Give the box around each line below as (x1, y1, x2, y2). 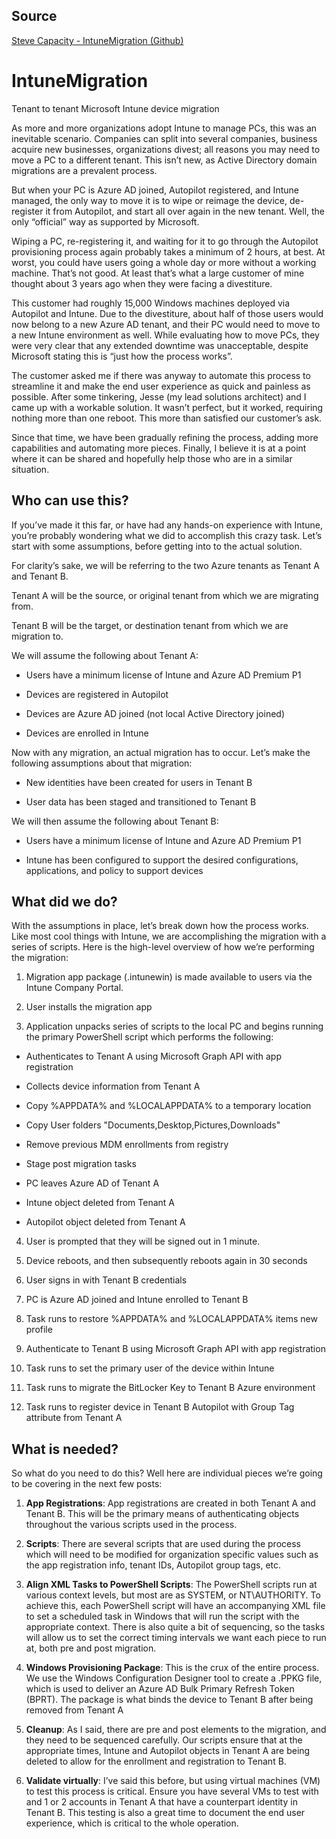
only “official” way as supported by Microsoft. (11, 215, 200, 228)
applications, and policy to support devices (25, 864, 204, 876)
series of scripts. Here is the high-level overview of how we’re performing (11, 941, 315, 953)
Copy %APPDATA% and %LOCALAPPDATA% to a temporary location (25, 1100, 312, 1112)
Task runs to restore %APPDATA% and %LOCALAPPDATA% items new (25, 1313, 318, 1325)
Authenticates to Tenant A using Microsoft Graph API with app (25, 1050, 282, 1063)
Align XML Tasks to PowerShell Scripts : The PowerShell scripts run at (25, 1579, 318, 1591)
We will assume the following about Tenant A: (11, 649, 199, 661)
